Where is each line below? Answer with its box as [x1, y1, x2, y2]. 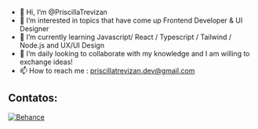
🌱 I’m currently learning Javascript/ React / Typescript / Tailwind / [19, 32, 232, 41]
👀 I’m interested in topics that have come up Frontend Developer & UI [19, 16, 243, 25]
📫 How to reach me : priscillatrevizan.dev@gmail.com [19, 66, 195, 75]
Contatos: [8, 91, 58, 105]
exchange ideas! [19, 57, 73, 66]
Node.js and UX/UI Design [19, 41, 104, 50]
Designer [19, 24, 49, 33]
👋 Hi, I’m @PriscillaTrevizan [19, 8, 108, 16]
